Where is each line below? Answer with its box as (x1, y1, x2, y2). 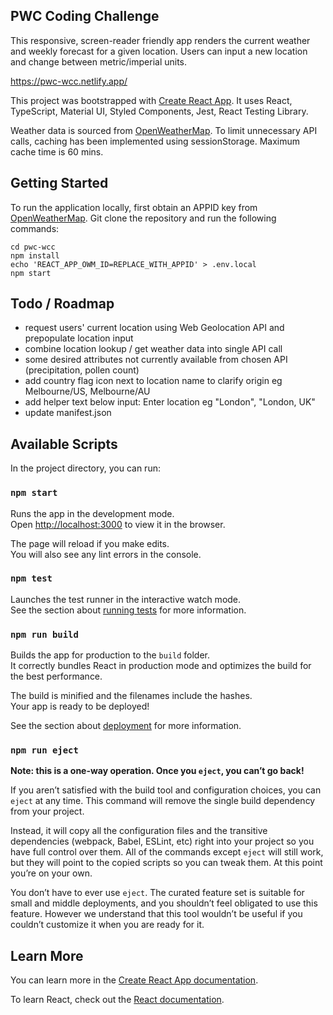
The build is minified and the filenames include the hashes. (10, 690, 253, 702)
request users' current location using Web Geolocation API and (24, 322, 285, 334)
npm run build (10, 629, 79, 640)
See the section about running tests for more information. (10, 604, 247, 616)
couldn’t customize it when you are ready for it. (10, 919, 205, 931)
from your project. (10, 805, 85, 818)
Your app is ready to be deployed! (10, 700, 150, 713)
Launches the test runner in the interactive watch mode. (10, 593, 242, 605)
